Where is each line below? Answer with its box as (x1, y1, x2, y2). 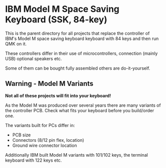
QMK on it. (5, 41, 27, 46)
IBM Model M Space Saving (5, 3, 120, 15)
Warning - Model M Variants (5, 80, 94, 88)
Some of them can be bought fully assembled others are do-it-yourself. (5, 65, 151, 71)
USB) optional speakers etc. (5, 55, 62, 61)
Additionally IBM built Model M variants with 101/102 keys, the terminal (5, 152, 148, 158)
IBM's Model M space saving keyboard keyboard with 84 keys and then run (5, 36, 159, 42)
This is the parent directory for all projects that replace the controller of (5, 30, 150, 36)
